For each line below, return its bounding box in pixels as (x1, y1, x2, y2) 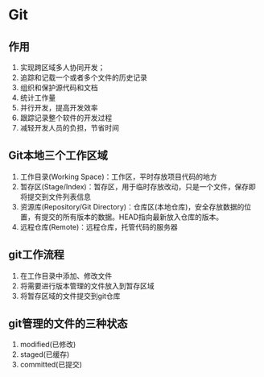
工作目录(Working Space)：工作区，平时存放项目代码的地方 (19, 172, 217, 181)
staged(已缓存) (19, 350, 70, 359)
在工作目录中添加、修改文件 (19, 271, 113, 280)
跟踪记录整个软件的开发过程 (19, 113, 113, 122)
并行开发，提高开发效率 (19, 103, 98, 112)
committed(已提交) (19, 360, 83, 370)
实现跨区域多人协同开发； (19, 63, 105, 72)
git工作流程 (8, 248, 64, 262)
